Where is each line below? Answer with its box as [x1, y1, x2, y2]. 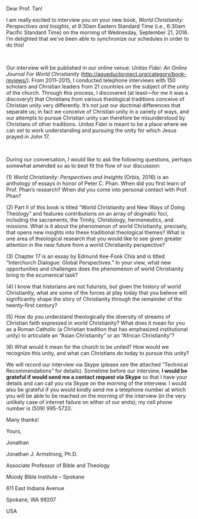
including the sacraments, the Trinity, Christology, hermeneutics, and [6, 216, 174, 223]
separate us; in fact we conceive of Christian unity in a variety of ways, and [6, 108, 189, 115]
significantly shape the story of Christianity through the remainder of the [6, 296, 182, 302]
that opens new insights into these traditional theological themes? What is [6, 229, 185, 236]
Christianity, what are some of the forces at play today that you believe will [6, 289, 187, 296]
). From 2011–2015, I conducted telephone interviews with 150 [27, 77, 176, 84]
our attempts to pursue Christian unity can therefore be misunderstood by [6, 114, 186, 121]
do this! [6, 41, 25, 48]
